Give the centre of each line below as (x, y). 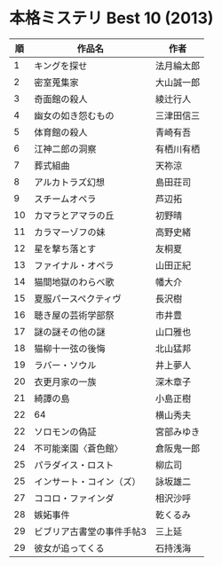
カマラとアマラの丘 (74, 216)
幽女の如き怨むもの (74, 115)
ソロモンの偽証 (65, 431)
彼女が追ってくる (69, 548)
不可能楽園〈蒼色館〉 (79, 448)
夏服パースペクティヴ (78, 298)
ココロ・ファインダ (74, 498)
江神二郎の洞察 (65, 149)
